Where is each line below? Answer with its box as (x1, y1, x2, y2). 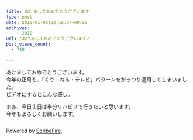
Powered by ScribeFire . (6, 127, 63, 134)
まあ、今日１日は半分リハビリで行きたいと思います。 (6, 103, 134, 110)
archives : (6, 25, 30, 31)
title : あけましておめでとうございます (6, 8, 89, 15)
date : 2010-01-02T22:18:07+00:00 (6, 19, 88, 25)
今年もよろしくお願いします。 (6, 110, 78, 117)
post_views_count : (6, 42, 51, 47)
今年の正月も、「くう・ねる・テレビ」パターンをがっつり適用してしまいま (6, 76, 182, 83)
